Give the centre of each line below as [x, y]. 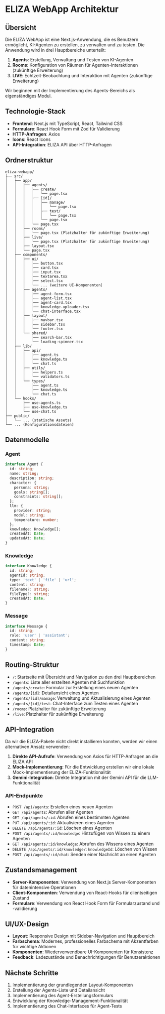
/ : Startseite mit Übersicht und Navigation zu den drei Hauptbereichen [84, 677]
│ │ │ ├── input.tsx [33, 272]
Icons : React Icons [31, 139]
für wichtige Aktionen [34, 947]
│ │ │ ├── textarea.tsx [36, 276]
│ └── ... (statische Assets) [38, 420]
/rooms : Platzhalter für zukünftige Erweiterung [59, 709]
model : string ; [30, 515]
